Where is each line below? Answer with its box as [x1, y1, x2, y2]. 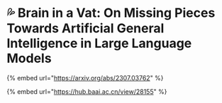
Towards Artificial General [6, 20, 165, 37]
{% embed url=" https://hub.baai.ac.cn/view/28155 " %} [6, 87, 167, 96]
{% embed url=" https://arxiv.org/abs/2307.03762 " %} [6, 73, 164, 82]
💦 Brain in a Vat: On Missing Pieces [6, 5, 216, 21]
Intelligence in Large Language [6, 35, 192, 51]
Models [6, 51, 52, 66]
